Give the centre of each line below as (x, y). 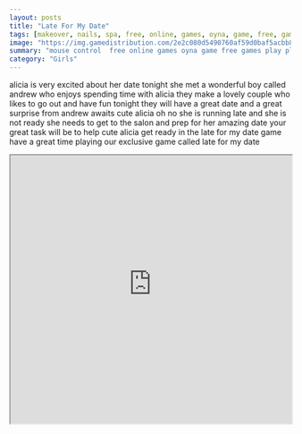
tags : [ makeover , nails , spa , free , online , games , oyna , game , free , (143, 34)
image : (21, 43)
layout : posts (36, 17)
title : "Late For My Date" (59, 26)
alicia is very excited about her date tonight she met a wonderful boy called (147, 85)
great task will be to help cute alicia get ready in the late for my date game (146, 132)
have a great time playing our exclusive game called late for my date (135, 141)
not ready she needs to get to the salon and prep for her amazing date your (148, 123)
